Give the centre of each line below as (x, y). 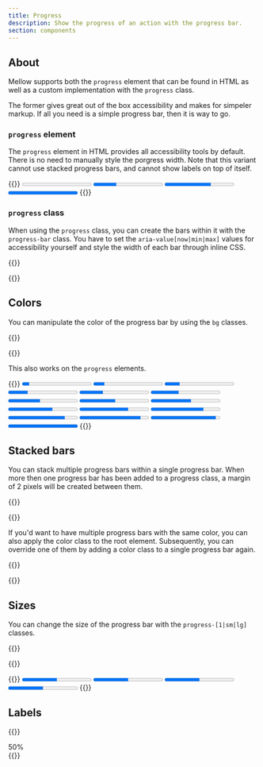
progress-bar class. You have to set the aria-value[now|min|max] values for (131, 238)
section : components (42, 30)
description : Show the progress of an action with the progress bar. (126, 23)
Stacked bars (42, 451)
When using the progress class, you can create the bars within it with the (127, 230)
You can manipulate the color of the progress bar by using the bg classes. (128, 322)
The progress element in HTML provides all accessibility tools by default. (127, 152)
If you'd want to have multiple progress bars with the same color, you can (128, 533)
